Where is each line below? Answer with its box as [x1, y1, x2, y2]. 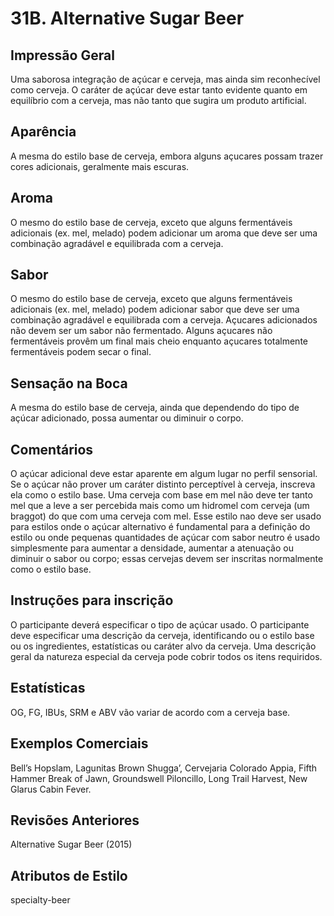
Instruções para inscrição [10, 592, 174, 609]
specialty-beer [10, 894, 71, 906]
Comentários [10, 441, 94, 458]
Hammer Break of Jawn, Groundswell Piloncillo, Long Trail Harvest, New [10, 772, 308, 784]
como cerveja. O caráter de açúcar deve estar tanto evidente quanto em [10, 84, 308, 96]
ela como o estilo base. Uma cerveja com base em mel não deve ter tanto [10, 489, 313, 501]
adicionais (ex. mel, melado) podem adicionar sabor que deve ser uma [10, 303, 300, 316]
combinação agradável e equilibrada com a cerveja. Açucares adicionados [10, 314, 318, 326]
